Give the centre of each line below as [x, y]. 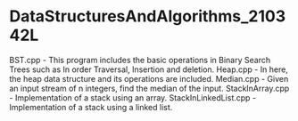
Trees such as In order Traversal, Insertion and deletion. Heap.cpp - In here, [149, 69]
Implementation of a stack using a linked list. [91, 107]
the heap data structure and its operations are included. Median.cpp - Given [149, 78]
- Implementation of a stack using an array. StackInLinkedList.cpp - [133, 97]
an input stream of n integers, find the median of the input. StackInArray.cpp [149, 88]
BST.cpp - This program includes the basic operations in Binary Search [140, 60]
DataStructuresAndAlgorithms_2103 [148, 16]
